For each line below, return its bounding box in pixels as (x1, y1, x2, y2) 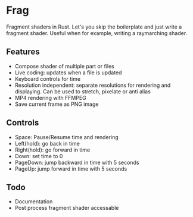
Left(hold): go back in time (14, 140, 80, 147)
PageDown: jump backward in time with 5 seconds (14, 159, 139, 166)
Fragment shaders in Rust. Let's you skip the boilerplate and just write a (6, 23, 182, 30)
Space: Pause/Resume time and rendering (14, 133, 119, 140)
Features (6, 47, 40, 57)
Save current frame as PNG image (14, 100, 99, 108)
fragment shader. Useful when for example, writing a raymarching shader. (6, 29, 188, 36)
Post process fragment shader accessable (14, 205, 119, 212)
